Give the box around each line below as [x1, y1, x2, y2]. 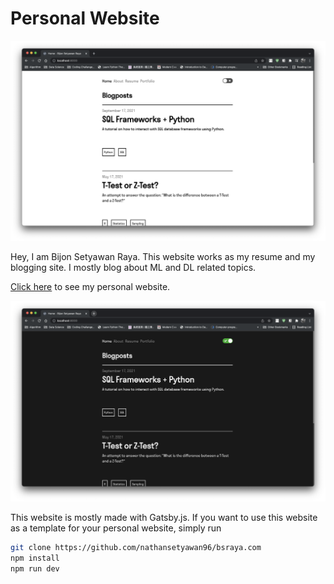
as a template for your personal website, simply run [10, 522, 222, 534]
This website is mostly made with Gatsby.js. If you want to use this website [10, 511, 318, 523]
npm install [10, 553, 60, 563]
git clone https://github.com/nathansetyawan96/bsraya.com [10, 542, 262, 552]
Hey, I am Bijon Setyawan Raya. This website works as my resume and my [10, 251, 316, 263]
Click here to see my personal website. [10, 281, 171, 293]
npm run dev [10, 563, 60, 574]
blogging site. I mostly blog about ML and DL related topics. [10, 262, 257, 274]
